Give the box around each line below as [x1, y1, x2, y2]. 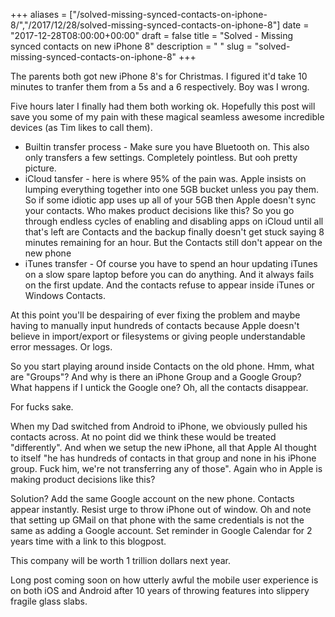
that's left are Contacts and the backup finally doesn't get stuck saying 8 [24, 226, 325, 238]
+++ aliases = [10, 9, 68, 20]
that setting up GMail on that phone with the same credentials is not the [10, 514, 305, 526]
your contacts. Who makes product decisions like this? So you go [24, 205, 295, 216]
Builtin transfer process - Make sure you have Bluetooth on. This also [24, 141, 310, 153]
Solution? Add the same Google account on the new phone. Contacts [10, 493, 295, 504]
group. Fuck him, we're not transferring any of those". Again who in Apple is [10, 463, 323, 474]
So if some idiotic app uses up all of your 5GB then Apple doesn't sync [24, 194, 317, 206]
